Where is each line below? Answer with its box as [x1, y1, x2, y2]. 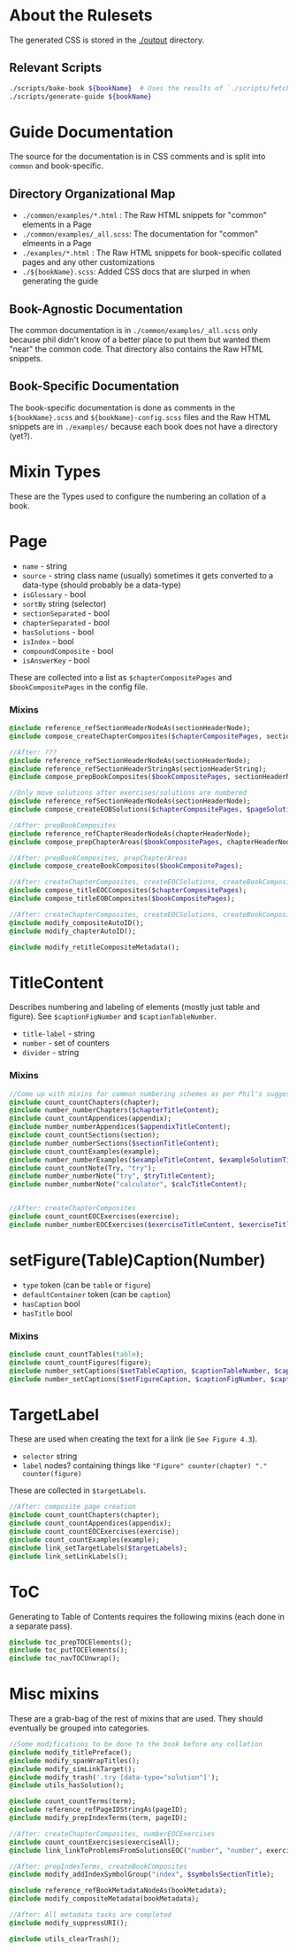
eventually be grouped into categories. [9, 1723, 150, 1733]
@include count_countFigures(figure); [9, 1357, 152, 1367]
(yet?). [9, 431, 33, 441]
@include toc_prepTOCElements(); [9, 1637, 133, 1646]
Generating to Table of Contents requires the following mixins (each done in [9, 1611, 285, 1621]
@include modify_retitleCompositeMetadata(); [9, 943, 179, 952]
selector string [21, 1450, 78, 1462]
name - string [21, 560, 68, 572]
